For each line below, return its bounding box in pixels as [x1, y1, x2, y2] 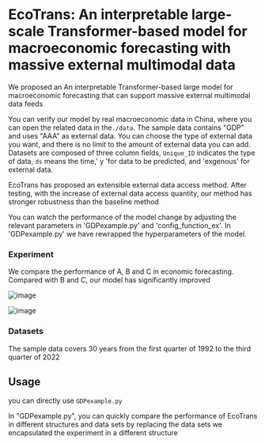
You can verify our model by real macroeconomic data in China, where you [8, 114, 252, 123]
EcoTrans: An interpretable [8, 6, 188, 24]
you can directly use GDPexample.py [8, 396, 123, 405]
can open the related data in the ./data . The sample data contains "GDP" [8, 123, 245, 132]
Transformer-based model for [47, 22, 248, 40]
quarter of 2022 [8, 352, 60, 362]
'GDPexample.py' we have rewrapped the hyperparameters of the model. [8, 229, 247, 238]
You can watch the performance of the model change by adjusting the [8, 212, 237, 222]
